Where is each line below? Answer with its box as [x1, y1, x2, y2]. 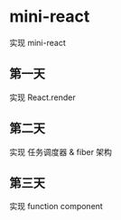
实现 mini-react [9, 37, 66, 48]
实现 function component [9, 201, 104, 212]
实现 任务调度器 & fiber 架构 [9, 146, 113, 157]
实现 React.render [9, 92, 76, 103]
